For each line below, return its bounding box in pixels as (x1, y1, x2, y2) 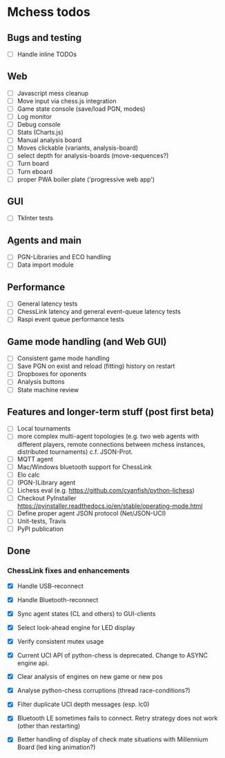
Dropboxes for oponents (17, 370, 87, 378)
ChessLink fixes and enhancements (7, 566, 130, 576)
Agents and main (7, 234, 81, 246)
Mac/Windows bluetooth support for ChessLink (17, 462, 153, 471)
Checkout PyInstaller (17, 493, 77, 502)
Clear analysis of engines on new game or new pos (17, 673, 164, 681)
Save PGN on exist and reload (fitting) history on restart (17, 362, 175, 371)
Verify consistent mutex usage (17, 637, 104, 645)
